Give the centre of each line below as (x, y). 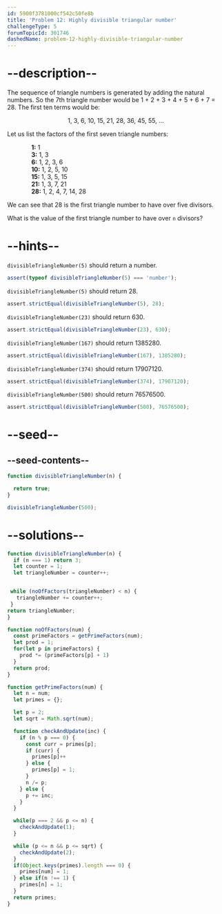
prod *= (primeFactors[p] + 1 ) (64, 656)
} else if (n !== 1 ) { (44, 878)
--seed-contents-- (48, 460)
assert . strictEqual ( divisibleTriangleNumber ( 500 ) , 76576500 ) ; (98, 407)
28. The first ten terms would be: (54, 107)
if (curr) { (42, 750)
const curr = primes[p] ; (61, 744)
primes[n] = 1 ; (41, 885)
